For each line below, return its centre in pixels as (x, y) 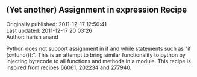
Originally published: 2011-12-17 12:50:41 (57, 24)
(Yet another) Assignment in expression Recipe (97, 10)
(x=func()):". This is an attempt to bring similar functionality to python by (96, 55)
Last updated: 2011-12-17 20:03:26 (49, 30)
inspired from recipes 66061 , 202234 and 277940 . (69, 67)
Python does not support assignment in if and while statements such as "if (98, 48)
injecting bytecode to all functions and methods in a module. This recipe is (98, 61)
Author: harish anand (32, 37)
